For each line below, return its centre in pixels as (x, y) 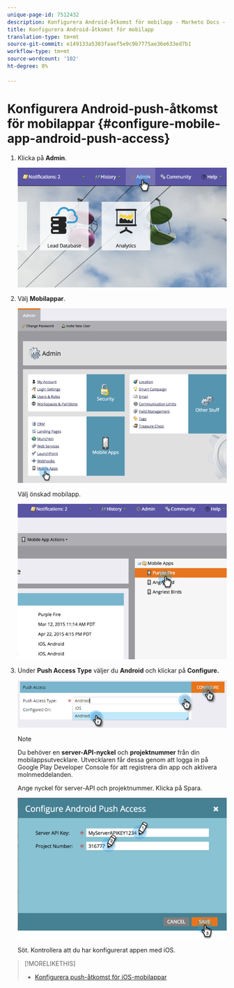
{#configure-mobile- (159, 124)
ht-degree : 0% (28, 66)
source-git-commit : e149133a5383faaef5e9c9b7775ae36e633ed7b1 (99, 44)
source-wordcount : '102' (43, 59)
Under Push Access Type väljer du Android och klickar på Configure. (118, 671)
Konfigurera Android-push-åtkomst (112, 109)
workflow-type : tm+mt (39, 52)
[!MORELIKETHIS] (50, 963)
